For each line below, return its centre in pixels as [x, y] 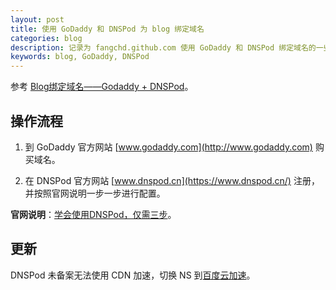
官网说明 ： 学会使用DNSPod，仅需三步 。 [93, 214]
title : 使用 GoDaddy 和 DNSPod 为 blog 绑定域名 [107, 29]
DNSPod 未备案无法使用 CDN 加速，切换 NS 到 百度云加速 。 [133, 275]
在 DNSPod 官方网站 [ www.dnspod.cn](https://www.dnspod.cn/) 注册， [172, 180]
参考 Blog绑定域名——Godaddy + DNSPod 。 [102, 87]
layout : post [37, 19]
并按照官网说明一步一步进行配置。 [95, 193]
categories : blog [46, 38]
